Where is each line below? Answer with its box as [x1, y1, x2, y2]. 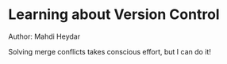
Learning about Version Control [8, 6, 220, 24]
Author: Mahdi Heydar [8, 32, 81, 41]
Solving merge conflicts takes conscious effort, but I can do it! [8, 47, 212, 56]
